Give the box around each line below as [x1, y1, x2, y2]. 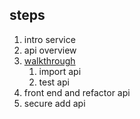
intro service [23, 33, 76, 45]
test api [38, 76, 70, 88]
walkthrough [23, 54, 76, 67]
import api [38, 65, 82, 77]
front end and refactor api [23, 86, 131, 98]
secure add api [23, 97, 86, 109]
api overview [23, 44, 77, 56]
